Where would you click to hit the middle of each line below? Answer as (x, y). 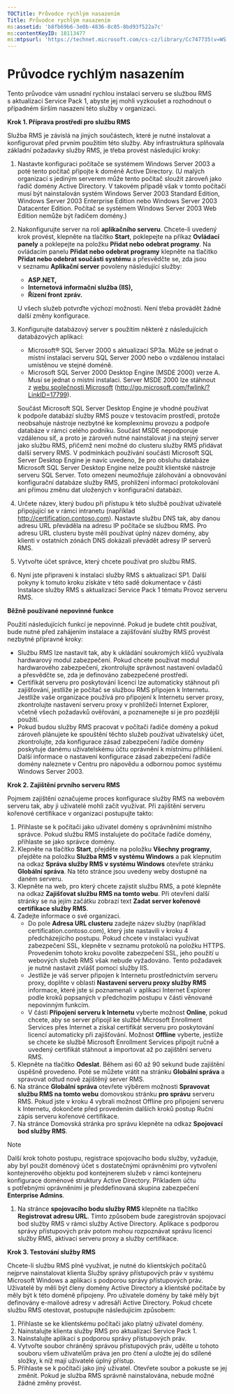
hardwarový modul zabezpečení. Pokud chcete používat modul (108, 660)
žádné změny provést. (49, 1383)
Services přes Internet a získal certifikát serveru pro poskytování (121, 1027)
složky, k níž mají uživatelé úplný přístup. (76, 1361)
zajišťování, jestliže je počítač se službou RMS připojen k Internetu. (114, 690)
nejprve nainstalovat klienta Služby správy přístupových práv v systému (111, 1273)
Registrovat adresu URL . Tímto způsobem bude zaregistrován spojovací (122, 1217)
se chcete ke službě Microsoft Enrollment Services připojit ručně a (123, 1042)
